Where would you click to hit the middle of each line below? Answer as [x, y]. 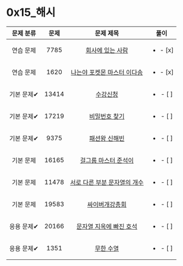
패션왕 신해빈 [107, 138]
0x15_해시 [31, 12]
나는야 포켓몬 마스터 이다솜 [107, 72]
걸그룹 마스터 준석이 [107, 160]
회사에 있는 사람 [107, 50]
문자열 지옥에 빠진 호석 [107, 227]
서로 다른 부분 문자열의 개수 [107, 182]
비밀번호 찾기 [107, 116]
